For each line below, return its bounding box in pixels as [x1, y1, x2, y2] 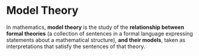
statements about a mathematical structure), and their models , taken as [6, 36, 186, 43]
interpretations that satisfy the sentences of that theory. [6, 43, 145, 50]
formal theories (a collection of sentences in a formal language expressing [6, 30, 194, 37]
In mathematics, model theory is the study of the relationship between [6, 23, 184, 31]
